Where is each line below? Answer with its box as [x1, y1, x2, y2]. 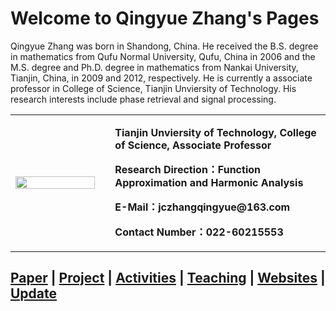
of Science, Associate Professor [114, 138, 272, 152]
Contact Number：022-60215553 [114, 225, 284, 239]
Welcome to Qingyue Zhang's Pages [10, 7, 320, 30]
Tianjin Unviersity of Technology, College [114, 125, 317, 139]
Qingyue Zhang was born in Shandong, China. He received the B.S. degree [10, 40, 319, 52]
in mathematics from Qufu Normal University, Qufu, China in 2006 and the [10, 50, 316, 62]
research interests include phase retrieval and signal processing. [10, 93, 277, 105]
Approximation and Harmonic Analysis [114, 175, 304, 189]
